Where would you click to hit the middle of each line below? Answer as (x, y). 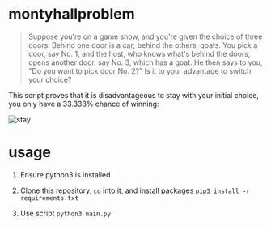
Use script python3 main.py (66, 213)
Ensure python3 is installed (65, 174)
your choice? (50, 79)
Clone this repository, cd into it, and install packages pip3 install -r (135, 190)
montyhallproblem (72, 14)
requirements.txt (49, 198)
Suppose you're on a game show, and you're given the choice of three (145, 36)
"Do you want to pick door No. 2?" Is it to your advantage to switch (140, 70)
